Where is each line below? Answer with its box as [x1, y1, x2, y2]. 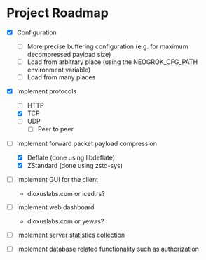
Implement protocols [16, 87, 77, 96]
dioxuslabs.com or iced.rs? [27, 189, 106, 197]
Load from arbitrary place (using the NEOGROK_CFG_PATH [27, 58, 198, 66]
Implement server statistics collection [16, 230, 125, 239]
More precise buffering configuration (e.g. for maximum [27, 42, 188, 51]
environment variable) [27, 65, 91, 74]
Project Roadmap [6, 5, 109, 21]
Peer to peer [37, 125, 74, 134]
